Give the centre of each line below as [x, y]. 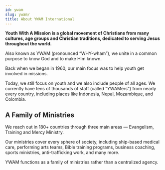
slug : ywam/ [17, 14]
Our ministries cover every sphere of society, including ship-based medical [82, 142]
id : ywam [14, 10]
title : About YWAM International [40, 19]
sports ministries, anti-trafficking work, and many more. [62, 153]
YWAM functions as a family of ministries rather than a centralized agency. [82, 162]
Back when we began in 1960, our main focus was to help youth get [75, 68]
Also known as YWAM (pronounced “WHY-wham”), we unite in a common [81, 53]
